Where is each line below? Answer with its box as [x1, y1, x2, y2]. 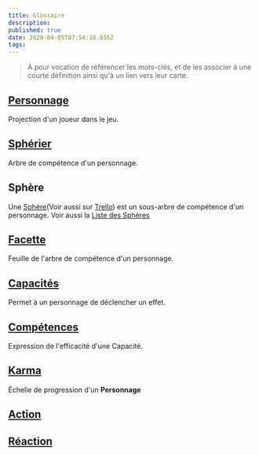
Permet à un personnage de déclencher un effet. [8, 298, 166, 307]
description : [8, 19, 51, 27]
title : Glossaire [8, 11, 65, 20]
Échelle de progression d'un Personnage [8, 385, 141, 394]
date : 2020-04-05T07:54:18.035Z [8, 33, 114, 42]
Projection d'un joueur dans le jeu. [8, 114, 119, 124]
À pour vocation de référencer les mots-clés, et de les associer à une [27, 62, 252, 72]
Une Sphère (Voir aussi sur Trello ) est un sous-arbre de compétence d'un [8, 202, 244, 211]
